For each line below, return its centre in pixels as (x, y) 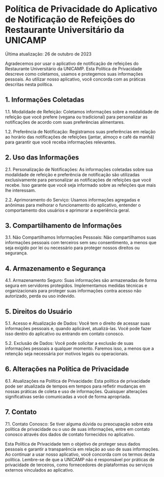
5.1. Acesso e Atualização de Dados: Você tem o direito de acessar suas (78, 323)
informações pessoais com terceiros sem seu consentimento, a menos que (81, 243)
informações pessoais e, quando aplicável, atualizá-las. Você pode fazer (78, 328)
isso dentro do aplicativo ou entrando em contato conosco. (65, 334)
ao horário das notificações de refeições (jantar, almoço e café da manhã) (80, 137)
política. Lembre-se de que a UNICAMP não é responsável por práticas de (80, 459)
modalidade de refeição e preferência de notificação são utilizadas (72, 174)
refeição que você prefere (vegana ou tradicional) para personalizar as (76, 117)
